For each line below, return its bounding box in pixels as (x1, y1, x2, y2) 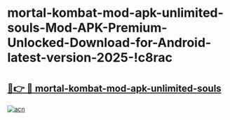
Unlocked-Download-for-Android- (7, 35, 212, 51)
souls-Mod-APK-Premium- (7, 20, 168, 36)
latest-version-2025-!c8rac (7, 50, 173, 66)
